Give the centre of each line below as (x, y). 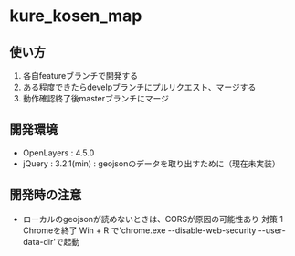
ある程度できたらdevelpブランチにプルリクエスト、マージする (139, 87)
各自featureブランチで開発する (80, 75)
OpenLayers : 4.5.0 (58, 153)
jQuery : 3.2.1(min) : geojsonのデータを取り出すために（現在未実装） (151, 163)
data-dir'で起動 (51, 241)
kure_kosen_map (76, 16)
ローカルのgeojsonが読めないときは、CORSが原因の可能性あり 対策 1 (153, 219)
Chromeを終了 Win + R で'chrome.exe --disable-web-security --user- (154, 230)
